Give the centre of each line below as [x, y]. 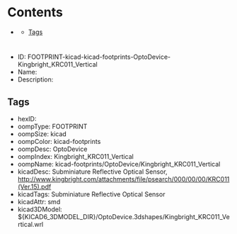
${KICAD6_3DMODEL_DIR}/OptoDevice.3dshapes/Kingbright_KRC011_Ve [123, 216]
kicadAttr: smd [39, 201]
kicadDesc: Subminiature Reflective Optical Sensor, [92, 172]
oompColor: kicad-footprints [59, 141]
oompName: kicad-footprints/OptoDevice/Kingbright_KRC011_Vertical [119, 164]
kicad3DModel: [40, 209]
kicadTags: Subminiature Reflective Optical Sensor [91, 194]
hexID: [27, 118]
